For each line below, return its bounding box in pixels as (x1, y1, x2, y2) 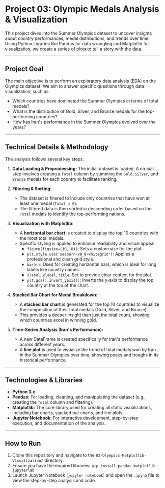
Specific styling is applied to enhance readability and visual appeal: (19, 240, 156, 246)
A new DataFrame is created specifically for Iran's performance (19, 336, 148, 342)
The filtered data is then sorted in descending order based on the (19, 205, 152, 211)
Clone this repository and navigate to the (12, 452, 95, 458)
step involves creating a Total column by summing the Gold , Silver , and (12, 171, 159, 177)
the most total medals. (19, 235, 65, 241)
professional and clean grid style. (27, 256, 95, 262)
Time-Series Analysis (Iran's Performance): (12, 326, 104, 332)
